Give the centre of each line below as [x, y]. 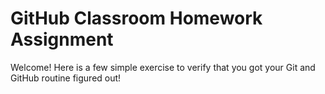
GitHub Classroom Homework [136, 18]
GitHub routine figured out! [66, 78]
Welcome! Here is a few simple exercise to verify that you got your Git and [163, 67]
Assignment [62, 39]
